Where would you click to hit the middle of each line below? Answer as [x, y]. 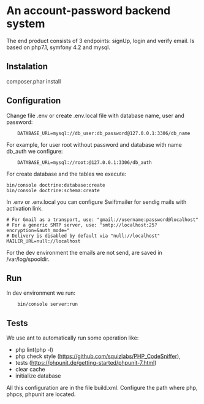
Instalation [27, 67]
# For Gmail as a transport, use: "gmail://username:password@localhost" [103, 219]
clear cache [30, 370]
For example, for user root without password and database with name [94, 144]
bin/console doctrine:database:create [56, 185]
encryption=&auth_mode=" [38, 230]
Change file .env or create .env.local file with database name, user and [96, 115]
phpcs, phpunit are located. [41, 394]
